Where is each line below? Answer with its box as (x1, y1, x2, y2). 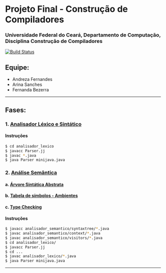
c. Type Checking (5, 204, 42, 210)
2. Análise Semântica (5, 169, 57, 176)
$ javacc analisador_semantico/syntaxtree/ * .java (5, 226, 110, 232)
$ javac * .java (5, 153, 37, 158)
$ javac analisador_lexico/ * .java (5, 254, 77, 259)
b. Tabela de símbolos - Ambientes (5, 193, 78, 198)
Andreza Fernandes (12, 77, 53, 82)
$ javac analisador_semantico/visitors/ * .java (5, 235, 103, 240)
